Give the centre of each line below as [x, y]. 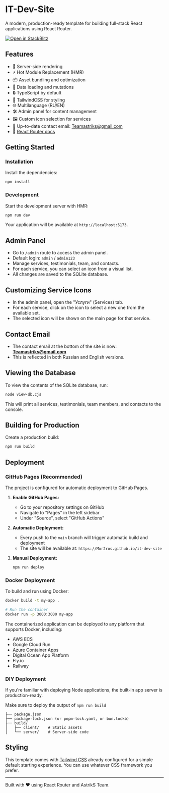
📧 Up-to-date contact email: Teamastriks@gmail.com [68, 126]
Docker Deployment [30, 580]
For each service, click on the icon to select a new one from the [78, 308]
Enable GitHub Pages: [36, 497]
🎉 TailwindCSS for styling [39, 100]
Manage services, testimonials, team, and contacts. [66, 263]
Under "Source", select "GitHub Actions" [62, 518]
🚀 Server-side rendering [37, 66]
